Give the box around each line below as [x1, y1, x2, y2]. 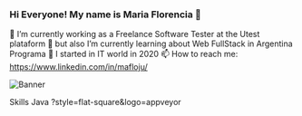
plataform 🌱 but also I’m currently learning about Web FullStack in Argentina [9, 38, 293, 49]
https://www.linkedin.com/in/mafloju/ [9, 62, 148, 72]
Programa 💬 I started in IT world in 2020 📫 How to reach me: [9, 49, 239, 60]
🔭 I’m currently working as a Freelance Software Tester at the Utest [9, 29, 260, 40]
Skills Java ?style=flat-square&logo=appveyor [9, 97, 181, 108]
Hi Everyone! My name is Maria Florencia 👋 [9, 8, 202, 21]
